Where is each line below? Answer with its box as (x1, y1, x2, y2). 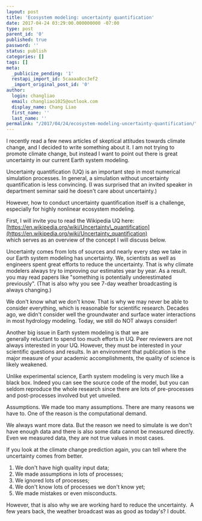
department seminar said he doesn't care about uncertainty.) (6, 187, 158, 195)
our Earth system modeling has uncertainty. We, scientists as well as (6, 254, 176, 262)
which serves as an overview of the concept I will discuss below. (6, 236, 167, 244)
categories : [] (6, 54, 44, 60)
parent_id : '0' (6, 31, 44, 37)
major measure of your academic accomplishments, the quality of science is (6, 355, 195, 362)
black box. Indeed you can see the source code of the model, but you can (6, 379, 189, 386)
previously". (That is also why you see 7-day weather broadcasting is (6, 280, 177, 287)
